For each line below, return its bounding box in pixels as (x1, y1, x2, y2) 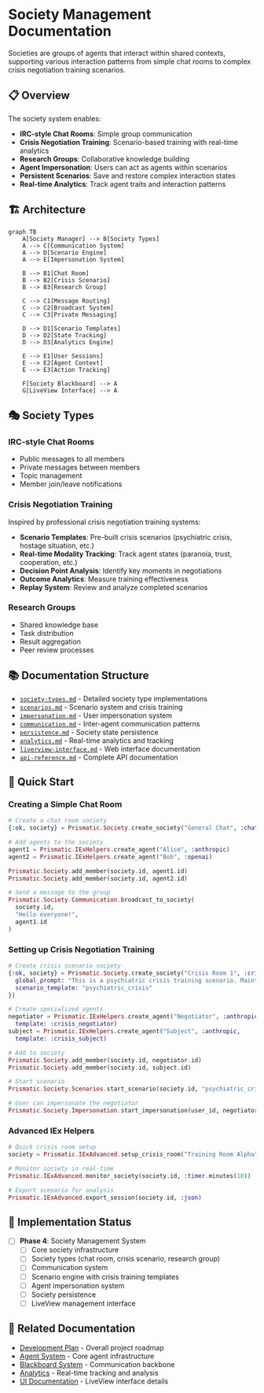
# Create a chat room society (8, 817, 108, 825)
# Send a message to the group (8, 889, 111, 897)
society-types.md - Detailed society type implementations (19, 693, 208, 703)
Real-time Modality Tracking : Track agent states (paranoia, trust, (19, 549, 233, 559)
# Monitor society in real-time (8, 1165, 114, 1172)
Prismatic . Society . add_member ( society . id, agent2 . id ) (8, 875, 189, 882)
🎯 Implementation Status (8, 1215, 132, 1228)
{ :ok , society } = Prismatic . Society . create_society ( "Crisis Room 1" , (8, 969, 241, 977)
